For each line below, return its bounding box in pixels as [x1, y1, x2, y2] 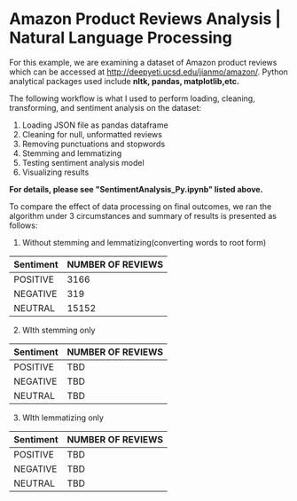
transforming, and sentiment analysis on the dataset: [9, 102, 202, 113]
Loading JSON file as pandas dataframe [21, 120, 168, 130]
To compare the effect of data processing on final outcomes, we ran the [9, 200, 272, 212]
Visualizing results [21, 167, 90, 177]
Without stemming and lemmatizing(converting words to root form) [21, 237, 267, 247]
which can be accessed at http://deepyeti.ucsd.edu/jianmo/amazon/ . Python [9, 67, 288, 77]
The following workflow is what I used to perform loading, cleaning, [9, 93, 255, 104]
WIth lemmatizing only [21, 412, 105, 423]
